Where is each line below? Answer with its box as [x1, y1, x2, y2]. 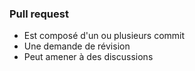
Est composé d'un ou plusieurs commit [23, 30, 186, 42]
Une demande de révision [23, 40, 131, 52]
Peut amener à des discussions [23, 51, 154, 63]
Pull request [9, 7, 69, 21]
